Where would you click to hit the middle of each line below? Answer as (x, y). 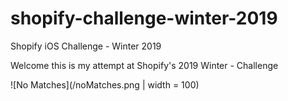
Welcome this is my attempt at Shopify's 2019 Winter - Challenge (144, 65)
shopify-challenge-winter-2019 (144, 18)
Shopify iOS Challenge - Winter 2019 (86, 46)
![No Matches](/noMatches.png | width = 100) (105, 84)
